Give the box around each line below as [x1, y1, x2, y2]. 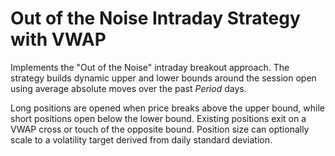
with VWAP [10, 28, 107, 51]
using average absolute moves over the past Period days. [10, 82, 247, 94]
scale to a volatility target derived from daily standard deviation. [10, 133, 273, 146]
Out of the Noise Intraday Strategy [10, 7, 301, 30]
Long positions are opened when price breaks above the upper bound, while [10, 102, 325, 114]
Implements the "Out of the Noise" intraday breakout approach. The [10, 61, 290, 73]
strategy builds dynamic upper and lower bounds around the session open [10, 72, 317, 84]
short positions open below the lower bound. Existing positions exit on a [10, 112, 307, 124]
